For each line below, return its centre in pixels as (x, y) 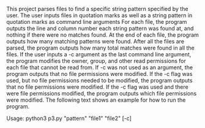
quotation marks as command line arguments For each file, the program (97, 22)
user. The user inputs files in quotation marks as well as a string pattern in (99, 15)
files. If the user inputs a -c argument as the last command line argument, (99, 54)
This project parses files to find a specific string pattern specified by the (97, 9)
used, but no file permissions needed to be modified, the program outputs (99, 80)
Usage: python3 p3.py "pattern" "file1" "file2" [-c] (69, 118)
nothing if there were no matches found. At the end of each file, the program (102, 35)
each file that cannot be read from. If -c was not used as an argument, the (100, 67)
